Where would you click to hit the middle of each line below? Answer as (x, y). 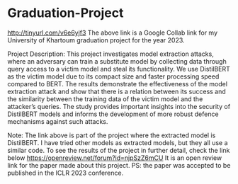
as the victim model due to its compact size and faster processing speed (113, 76)
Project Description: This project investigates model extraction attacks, (110, 54)
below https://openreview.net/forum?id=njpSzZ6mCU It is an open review (115, 158)
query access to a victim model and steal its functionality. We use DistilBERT (119, 69)
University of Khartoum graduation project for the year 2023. (96, 40)
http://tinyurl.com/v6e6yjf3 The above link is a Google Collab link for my (113, 33)
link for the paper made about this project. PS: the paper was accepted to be (119, 165)
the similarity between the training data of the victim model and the (105, 99)
